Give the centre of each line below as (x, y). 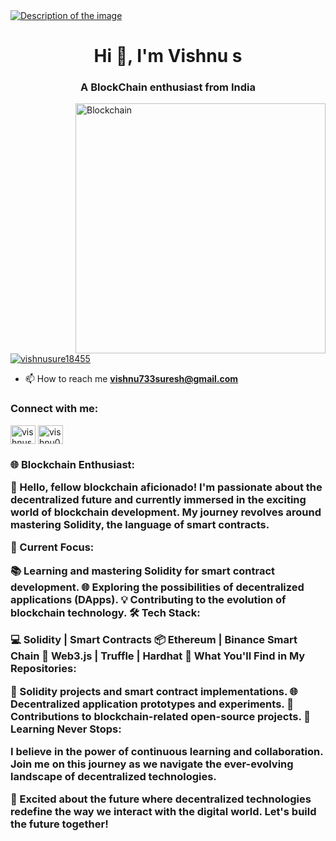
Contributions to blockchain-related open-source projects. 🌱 (161, 716)
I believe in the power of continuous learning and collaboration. (167, 751)
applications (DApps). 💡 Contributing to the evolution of (148, 599)
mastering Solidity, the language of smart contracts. (140, 525)
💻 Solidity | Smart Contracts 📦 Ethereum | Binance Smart (154, 640)
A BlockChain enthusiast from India (168, 87)
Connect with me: (54, 409)
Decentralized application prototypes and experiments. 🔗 (152, 704)
